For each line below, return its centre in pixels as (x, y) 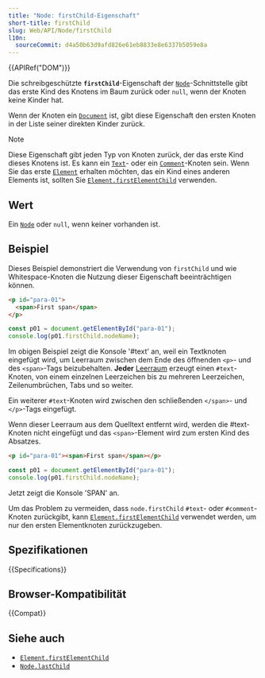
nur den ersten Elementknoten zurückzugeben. (85, 525)
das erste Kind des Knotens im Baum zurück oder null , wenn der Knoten (127, 91)
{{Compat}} (27, 614)
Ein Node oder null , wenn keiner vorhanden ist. (84, 224)
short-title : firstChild (49, 23)
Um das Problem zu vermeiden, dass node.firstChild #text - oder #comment (131, 508)
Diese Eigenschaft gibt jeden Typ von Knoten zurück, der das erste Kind (126, 155)
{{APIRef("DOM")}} (40, 68)
